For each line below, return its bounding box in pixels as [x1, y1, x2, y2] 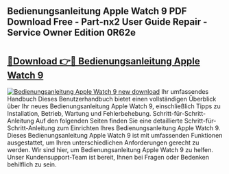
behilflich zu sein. [7, 160, 57, 169]
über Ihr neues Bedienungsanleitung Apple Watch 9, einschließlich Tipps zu [7, 102, 221, 110]
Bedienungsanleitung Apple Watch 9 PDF [7, 5, 187, 17]
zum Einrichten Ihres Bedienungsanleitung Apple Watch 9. [56, 124, 221, 132]
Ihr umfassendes [160, 88, 209, 95]
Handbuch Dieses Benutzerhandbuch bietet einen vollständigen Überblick [7, 95, 217, 103]
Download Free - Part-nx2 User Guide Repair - [7, 16, 208, 28]
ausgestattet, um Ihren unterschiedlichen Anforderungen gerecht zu [7, 138, 200, 147]
